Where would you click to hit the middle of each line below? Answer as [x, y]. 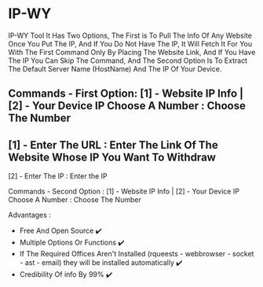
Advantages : [29, 215]
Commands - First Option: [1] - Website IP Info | [126, 94]
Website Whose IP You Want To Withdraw [112, 157]
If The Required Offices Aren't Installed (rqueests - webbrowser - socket [137, 254]
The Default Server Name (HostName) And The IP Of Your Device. [115, 68]
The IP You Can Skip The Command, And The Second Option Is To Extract [128, 61]
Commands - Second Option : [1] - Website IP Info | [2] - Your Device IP [124, 191]
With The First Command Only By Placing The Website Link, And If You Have [132, 52]
